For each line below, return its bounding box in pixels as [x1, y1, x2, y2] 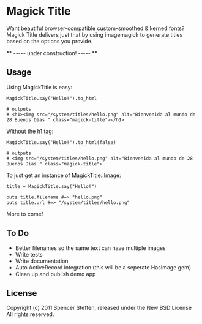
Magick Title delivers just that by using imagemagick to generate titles [6, 31, 183, 38]
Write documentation [15, 257, 69, 265]
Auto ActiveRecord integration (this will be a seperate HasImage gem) [15, 263, 192, 271]
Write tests [15, 251, 43, 258]
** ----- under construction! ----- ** [6, 49, 98, 56]
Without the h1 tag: [6, 127, 54, 135]
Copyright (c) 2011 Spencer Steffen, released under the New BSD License [6, 304, 192, 312]
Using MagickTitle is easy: [6, 83, 73, 91]
